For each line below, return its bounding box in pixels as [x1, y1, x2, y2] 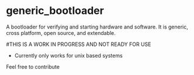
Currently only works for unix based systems [14, 52, 123, 59]
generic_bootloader [6, 4, 104, 17]
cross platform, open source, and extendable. [6, 29, 116, 36]
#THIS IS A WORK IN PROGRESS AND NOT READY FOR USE [6, 41, 151, 48]
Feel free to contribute [6, 63, 60, 70]
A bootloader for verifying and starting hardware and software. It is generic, [6, 23, 189, 30]
